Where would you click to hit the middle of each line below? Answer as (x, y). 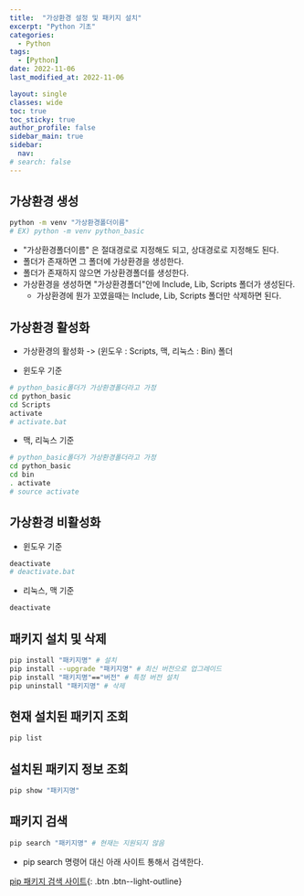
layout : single (38, 94)
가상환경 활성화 (50, 327)
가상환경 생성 (44, 202)
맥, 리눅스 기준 (48, 441)
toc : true (28, 111)
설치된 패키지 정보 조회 (69, 769)
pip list (26, 738)
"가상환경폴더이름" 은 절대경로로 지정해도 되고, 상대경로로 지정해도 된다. (151, 250)
